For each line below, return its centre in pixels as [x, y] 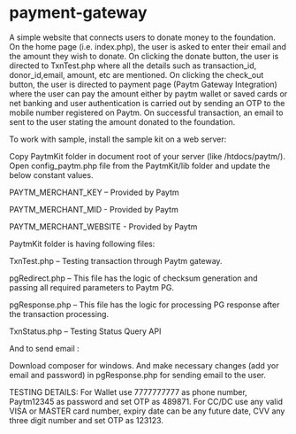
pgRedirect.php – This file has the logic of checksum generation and [133, 278]
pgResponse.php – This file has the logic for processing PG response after [144, 305]
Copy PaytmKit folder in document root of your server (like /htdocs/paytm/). [147, 156]
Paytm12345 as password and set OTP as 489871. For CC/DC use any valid [146, 401]
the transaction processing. [59, 314]
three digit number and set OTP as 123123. [86, 420]
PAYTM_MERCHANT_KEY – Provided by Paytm [94, 192]
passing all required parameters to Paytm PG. [92, 287]
